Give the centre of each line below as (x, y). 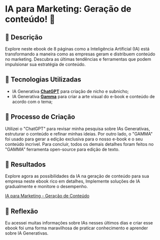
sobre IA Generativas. (27, 233)
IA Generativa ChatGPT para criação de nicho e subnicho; (70, 91)
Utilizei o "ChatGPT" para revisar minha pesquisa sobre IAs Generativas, (78, 129)
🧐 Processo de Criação (40, 117)
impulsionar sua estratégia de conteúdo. (45, 64)
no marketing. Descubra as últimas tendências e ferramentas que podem (78, 59)
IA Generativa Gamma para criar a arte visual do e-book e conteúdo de (83, 96)
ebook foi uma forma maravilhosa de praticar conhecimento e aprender (77, 228)
